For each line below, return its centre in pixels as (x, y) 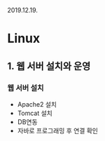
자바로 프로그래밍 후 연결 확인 (57, 130)
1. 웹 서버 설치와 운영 (49, 66)
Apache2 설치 (37, 104)
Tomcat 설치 (35, 113)
